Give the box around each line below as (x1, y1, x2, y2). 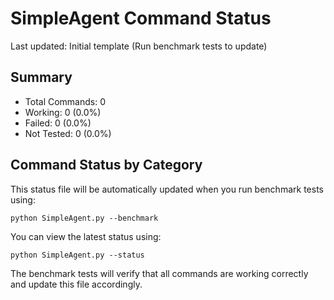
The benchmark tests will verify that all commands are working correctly (10, 267, 309, 279)
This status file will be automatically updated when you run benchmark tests (10, 183, 324, 195)
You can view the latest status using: (10, 230, 162, 242)
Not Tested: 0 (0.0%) (24, 127, 112, 139)
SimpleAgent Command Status (10, 7, 272, 30)
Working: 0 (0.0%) (24, 106, 102, 118)
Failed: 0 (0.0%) (24, 117, 92, 129)
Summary (10, 69, 73, 86)
